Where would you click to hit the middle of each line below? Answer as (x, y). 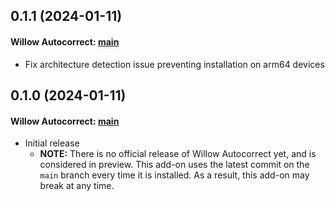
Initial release (52, 143)
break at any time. (77, 186)
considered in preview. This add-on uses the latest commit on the (174, 165)
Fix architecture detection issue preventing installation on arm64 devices (174, 64)
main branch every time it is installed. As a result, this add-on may (174, 175)
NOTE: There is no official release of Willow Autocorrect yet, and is (178, 154)
